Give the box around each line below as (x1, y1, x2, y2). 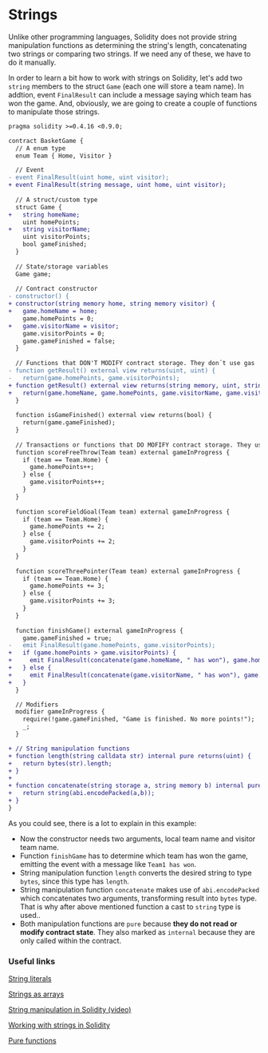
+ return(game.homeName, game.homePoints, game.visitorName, (8, 389, 223, 397)
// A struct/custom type (15, 196, 98, 204)
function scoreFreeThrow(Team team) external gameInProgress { (15, 448, 230, 456)
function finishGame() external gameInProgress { (15, 626, 183, 634)
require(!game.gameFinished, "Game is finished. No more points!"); (22, 715, 255, 724)
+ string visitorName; (8, 225, 91, 233)
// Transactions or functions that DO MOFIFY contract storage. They (15, 441, 251, 449)
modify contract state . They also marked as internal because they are (19, 927, 255, 936)
